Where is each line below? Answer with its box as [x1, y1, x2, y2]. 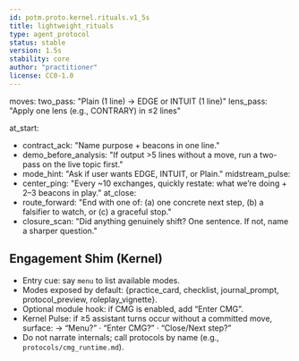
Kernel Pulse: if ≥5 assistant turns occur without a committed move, [21, 313, 273, 323]
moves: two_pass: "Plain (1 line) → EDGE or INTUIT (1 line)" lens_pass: [9, 96, 269, 106]
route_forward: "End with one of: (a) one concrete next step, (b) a [21, 197, 264, 207]
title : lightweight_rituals [9, 21, 115, 30]
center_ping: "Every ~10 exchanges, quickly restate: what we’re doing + [21, 178, 288, 189]
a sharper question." [21, 225, 98, 236]
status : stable [9, 38, 66, 47]
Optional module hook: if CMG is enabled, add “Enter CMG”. [21, 303, 243, 314]
